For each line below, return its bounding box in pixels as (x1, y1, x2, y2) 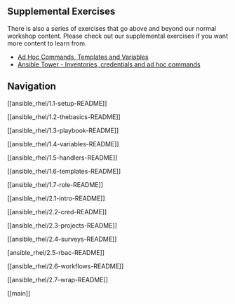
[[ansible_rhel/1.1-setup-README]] (7, 99, 107, 107)
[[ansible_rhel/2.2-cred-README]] (7, 207, 107, 216)
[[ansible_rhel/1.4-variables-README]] (7, 139, 119, 148)
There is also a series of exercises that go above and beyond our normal (7, 24, 216, 32)
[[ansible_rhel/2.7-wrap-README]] (7, 275, 109, 284)
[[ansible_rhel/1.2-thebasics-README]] (7, 112, 121, 121)
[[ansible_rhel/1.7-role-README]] (7, 180, 104, 188)
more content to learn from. (7, 39, 87, 48)
